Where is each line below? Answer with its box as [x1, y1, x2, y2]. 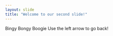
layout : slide [5, 7, 35, 12]
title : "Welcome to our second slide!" [5, 12, 88, 17]
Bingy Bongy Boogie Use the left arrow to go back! [5, 25, 109, 31]
